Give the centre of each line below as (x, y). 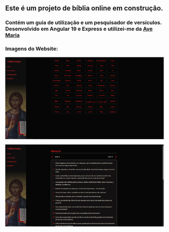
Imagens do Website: (32, 49)
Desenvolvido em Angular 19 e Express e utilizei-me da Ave (79, 29)
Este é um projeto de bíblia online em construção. (84, 8)
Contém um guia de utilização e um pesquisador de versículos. (83, 23)
